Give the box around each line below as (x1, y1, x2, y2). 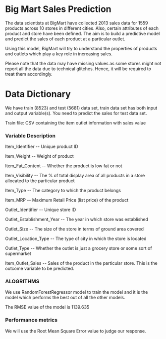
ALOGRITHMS (5, 278, 40, 285)
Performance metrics (5, 317, 58, 324)
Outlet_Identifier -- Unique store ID (5, 207, 76, 213)
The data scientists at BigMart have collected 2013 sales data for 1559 (5, 20, 148, 26)
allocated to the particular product (5, 178, 75, 184)
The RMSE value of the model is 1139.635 (5, 304, 90, 310)
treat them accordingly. (5, 71, 53, 77)
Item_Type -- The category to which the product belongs (5, 188, 121, 194)
